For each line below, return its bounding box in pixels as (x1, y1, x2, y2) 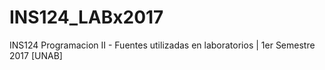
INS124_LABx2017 (9, 6, 164, 29)
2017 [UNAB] (9, 49, 63, 61)
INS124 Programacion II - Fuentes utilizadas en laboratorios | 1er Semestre (9, 39, 316, 51)
